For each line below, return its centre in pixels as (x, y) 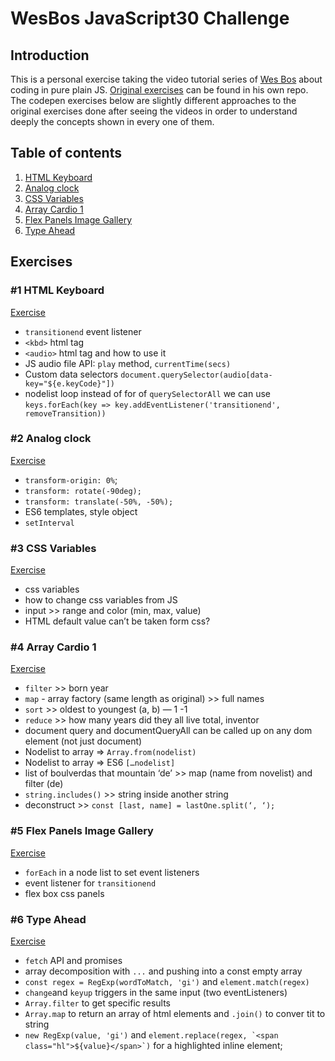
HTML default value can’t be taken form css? (117, 621)
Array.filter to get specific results (97, 1003)
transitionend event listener (83, 331)
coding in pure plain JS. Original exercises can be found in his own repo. (159, 90)
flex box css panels (64, 893)
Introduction (50, 55)
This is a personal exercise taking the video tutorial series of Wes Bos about (166, 79)
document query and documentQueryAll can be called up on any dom (168, 731)
